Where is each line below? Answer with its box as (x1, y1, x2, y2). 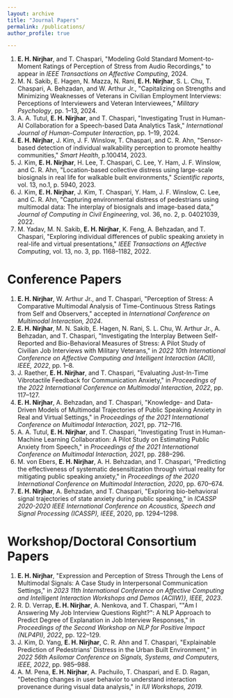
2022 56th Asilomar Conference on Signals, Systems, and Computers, (17, 653, 220, 662)
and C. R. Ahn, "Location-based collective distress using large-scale (17, 166, 214, 174)
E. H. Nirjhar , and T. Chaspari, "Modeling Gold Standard (17, 55, 178, 63)
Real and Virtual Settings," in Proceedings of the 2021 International (17, 413, 209, 421)
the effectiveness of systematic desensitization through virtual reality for (17, 465, 225, 474)
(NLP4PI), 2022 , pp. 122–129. (17, 631, 102, 639)
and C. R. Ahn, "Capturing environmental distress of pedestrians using (17, 196, 219, 204)
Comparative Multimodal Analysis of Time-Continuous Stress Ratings (17, 302, 216, 311)
